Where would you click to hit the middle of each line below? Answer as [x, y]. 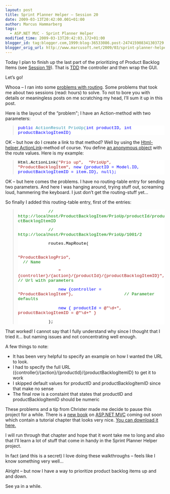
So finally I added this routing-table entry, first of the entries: [68, 202]
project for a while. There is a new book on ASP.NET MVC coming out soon [83, 414]
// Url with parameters [46, 280]
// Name [32, 262]
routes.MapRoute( [68, 244]
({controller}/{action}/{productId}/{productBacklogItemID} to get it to [84, 372]
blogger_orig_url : [25, 48]
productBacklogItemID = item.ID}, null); [67, 172]
